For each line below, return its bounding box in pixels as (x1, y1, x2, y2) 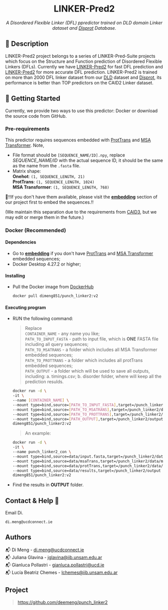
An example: (25, 430, 51, 437)
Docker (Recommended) (5, 227, 66, 234)
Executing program (5, 304, 46, 310)
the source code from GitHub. (5, 113, 67, 119)
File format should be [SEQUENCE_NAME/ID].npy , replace (12, 152, 125, 158)
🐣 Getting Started (5, 94, 61, 103)
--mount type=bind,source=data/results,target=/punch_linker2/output (12, 468, 161, 473)
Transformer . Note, (5, 142, 45, 148)
